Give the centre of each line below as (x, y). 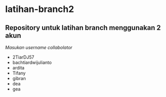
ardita (18, 68)
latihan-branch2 (39, 9)
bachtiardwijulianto (32, 62)
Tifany (19, 73)
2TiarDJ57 (23, 57)
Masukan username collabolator (39, 47)
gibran (19, 78)
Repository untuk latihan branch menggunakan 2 (83, 28)
